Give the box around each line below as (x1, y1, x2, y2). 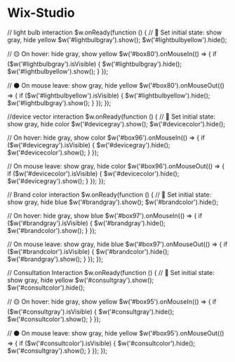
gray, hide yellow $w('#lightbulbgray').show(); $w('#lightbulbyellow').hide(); (7, 35, 227, 43)
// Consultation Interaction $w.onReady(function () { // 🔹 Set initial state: (7, 268, 215, 276)
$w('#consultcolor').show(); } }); (7, 314, 101, 323)
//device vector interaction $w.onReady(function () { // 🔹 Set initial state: (7, 112, 216, 121)
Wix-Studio (7, 5, 75, 21)
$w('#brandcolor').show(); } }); (7, 226, 97, 234)
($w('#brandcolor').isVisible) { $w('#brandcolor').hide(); (7, 247, 170, 255)
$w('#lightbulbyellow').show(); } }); (7, 67, 109, 75)
